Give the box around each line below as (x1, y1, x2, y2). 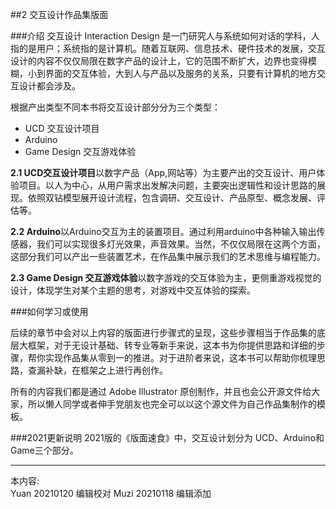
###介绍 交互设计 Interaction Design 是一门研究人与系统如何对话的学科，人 (10, 30, 320, 42)
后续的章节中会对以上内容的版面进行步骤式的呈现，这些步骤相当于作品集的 (10, 327, 317, 338)
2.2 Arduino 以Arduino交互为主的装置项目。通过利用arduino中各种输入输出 (10, 226, 317, 237)
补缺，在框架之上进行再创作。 (44, 364, 168, 376)
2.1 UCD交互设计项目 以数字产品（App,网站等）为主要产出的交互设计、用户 (10, 167, 317, 178)
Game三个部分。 (10, 444, 79, 456)
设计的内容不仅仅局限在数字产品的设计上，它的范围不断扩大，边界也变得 (10, 55, 308, 67)
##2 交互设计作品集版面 (10, 9, 109, 20)
